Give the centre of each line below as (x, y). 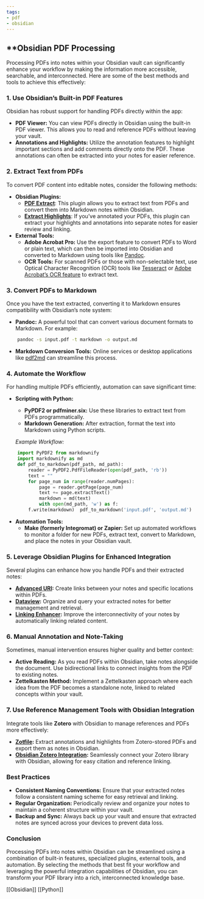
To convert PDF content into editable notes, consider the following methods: (102, 184)
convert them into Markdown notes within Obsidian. (89, 209)
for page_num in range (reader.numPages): (82, 481)
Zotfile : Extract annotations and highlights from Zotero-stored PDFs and (106, 741)
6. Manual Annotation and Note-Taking (65, 637)
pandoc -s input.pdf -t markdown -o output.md (77, 340)
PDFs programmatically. (54, 417)
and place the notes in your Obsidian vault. (78, 540)
